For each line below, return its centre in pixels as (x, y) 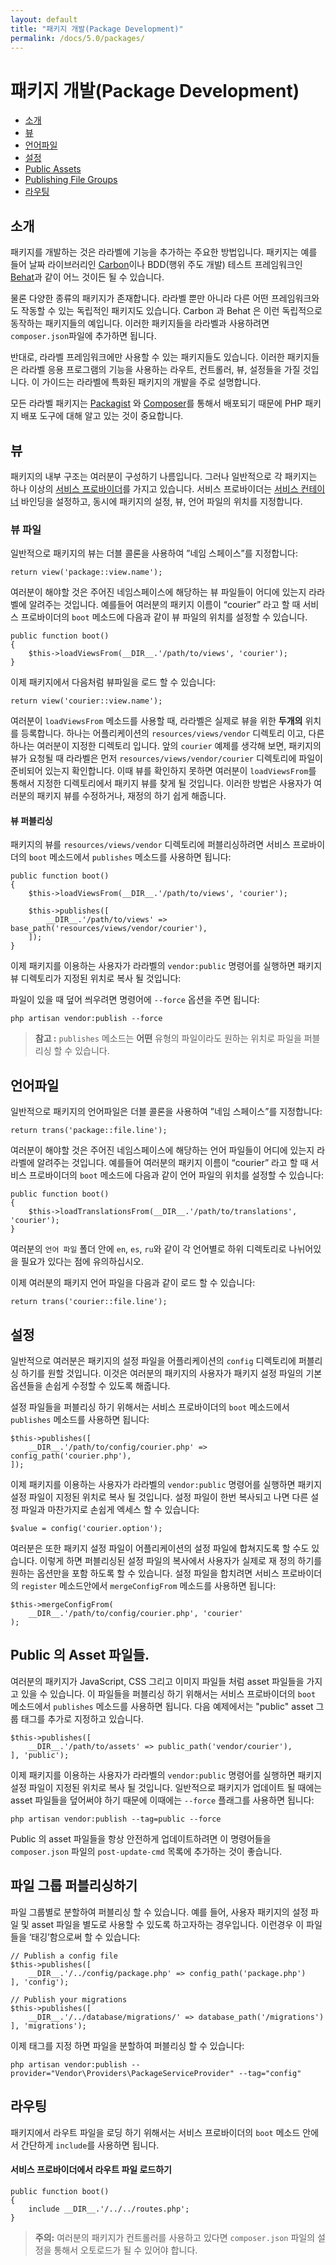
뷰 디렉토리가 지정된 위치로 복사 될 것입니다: (96, 978)
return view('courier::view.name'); (86, 701)
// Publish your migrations (69, 1999)
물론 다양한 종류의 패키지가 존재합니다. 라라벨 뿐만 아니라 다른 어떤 (139, 298)
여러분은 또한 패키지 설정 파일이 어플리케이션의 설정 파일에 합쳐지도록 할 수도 (160, 1548)
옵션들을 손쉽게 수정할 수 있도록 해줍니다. (90, 1386)
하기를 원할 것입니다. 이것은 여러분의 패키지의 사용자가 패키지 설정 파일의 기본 (171, 1373)
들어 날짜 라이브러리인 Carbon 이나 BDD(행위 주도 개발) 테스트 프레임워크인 (156, 265)
